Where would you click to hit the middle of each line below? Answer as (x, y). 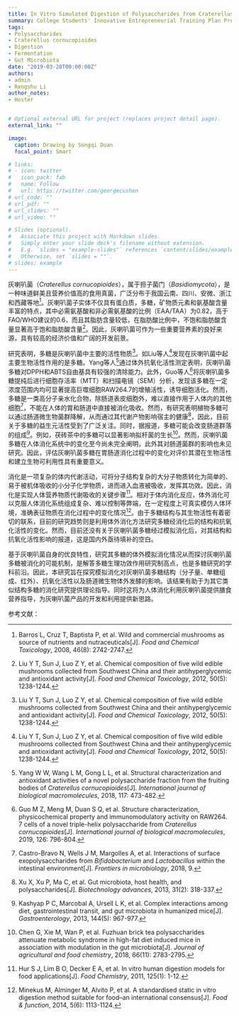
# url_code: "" (30, 197)
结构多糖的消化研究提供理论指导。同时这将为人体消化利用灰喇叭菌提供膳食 (123, 590)
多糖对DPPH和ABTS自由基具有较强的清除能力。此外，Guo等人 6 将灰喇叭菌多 (119, 371)
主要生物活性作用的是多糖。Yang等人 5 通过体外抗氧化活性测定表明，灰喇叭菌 (119, 362)
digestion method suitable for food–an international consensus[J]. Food (123, 998)
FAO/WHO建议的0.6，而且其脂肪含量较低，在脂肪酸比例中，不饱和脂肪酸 (115, 320)
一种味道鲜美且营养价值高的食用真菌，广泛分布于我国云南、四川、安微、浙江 (120, 293)
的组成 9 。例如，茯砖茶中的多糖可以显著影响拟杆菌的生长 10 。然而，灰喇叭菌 (118, 434)
